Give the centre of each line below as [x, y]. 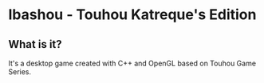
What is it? [35, 44]
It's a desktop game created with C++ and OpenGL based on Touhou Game [132, 63]
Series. [20, 72]
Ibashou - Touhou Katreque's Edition [132, 15]
